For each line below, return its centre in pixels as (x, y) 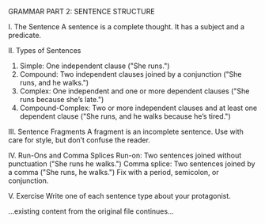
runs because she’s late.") (62, 99)
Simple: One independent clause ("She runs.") (95, 66)
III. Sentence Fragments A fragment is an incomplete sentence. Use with (126, 131)
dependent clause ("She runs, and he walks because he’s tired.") (125, 116)
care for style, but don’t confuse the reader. (79, 140)
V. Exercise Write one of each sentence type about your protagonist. (119, 196)
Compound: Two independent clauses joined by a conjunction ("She (131, 74)
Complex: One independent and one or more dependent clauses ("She (134, 91)
